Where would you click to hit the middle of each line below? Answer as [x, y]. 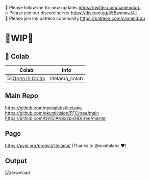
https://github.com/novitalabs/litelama [44, 108]
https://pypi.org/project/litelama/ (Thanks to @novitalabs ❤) [66, 146]
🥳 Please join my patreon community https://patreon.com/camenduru [75, 18]
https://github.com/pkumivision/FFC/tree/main [52, 113]
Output [16, 161]
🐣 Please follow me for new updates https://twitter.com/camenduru [73, 8]
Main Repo [22, 96]
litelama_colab [67, 78]
